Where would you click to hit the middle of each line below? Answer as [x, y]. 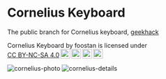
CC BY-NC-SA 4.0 [33, 55]
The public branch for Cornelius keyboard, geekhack [83, 32]
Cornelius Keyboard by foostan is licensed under [77, 45]
